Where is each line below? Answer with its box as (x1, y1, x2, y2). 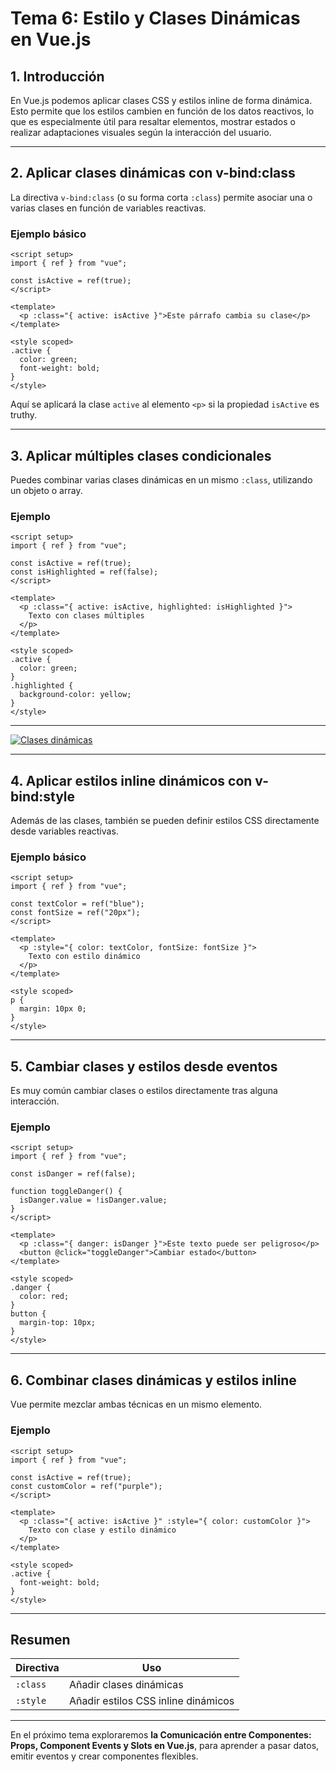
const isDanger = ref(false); (10, 1169, 137, 1179)
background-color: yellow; (19, 690, 132, 700)
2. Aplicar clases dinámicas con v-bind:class (10, 165, 296, 182)
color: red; (19, 1292, 70, 1302)
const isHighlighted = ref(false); (10, 567, 159, 577)
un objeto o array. (10, 484, 83, 496)
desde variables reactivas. (10, 825, 119, 837)
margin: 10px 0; (19, 1004, 87, 1014)
